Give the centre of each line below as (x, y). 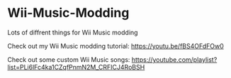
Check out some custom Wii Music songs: (69, 59)
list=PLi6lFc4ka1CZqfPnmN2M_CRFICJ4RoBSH (76, 67)
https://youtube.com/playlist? (174, 59)
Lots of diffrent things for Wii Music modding (73, 32)
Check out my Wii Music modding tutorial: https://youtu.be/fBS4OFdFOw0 (116, 46)
